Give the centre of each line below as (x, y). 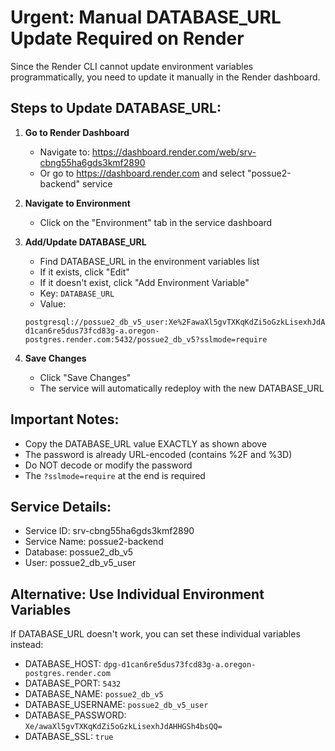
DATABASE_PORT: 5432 (73, 683)
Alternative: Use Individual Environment (137, 594)
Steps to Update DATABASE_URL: (116, 108)
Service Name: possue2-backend (94, 542)
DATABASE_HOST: (63, 664)
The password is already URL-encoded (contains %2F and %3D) (158, 454)
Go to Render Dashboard (77, 132)
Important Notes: (65, 419)
